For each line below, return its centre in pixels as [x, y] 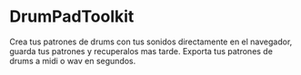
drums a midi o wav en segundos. [73, 61]
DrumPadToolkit [72, 17]
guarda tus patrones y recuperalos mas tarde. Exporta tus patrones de [141, 51]
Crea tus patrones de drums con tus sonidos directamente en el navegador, [151, 42]
